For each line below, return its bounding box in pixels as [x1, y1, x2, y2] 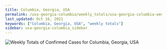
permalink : [5, 12, 28, 17]
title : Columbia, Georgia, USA [5, 7, 70, 12]
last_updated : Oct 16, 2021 [5, 16, 64, 21]
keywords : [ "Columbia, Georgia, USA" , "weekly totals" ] [5, 21, 123, 26]
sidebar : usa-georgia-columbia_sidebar [5, 26, 88, 31]
